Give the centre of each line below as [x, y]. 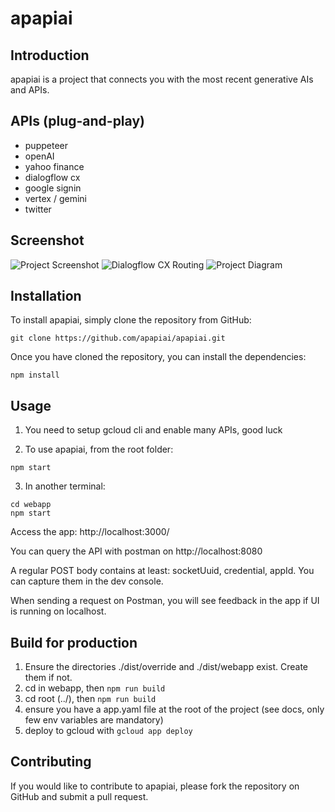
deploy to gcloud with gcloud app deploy [108, 731]
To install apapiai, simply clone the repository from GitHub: [131, 320]
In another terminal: [65, 486]
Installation [46, 296]
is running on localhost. [58, 611]
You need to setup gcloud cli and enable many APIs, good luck [153, 430]
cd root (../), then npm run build [90, 699]
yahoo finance [54, 166]
